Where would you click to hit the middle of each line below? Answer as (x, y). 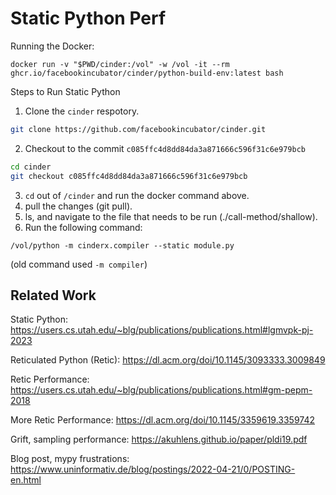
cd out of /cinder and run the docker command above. (137, 195)
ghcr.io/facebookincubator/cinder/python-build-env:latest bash (147, 73)
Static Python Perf (88, 18)
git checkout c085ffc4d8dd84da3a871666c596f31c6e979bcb (129, 176)
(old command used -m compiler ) (79, 264)
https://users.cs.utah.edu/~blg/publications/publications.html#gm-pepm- (161, 390)
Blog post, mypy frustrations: (70, 459)
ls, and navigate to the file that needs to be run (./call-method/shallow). (171, 216)
